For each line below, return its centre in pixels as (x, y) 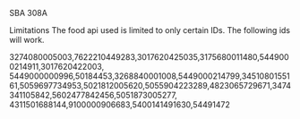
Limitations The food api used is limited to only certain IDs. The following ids (150, 30)
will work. (27, 40)
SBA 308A (28, 13)
